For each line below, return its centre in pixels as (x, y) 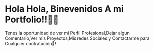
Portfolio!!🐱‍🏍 (32, 19)
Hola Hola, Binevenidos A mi (65, 9)
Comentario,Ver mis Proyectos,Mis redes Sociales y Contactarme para (77, 38)
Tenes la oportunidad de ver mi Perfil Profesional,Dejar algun (68, 33)
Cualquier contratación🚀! (31, 43)
